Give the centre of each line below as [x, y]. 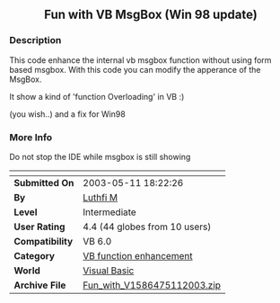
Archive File [40, 285]
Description [35, 40]
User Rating [39, 227]
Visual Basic [109, 271]
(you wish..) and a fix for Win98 [67, 114]
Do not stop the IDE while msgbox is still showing [100, 156]
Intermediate [109, 212]
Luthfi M [101, 197]
